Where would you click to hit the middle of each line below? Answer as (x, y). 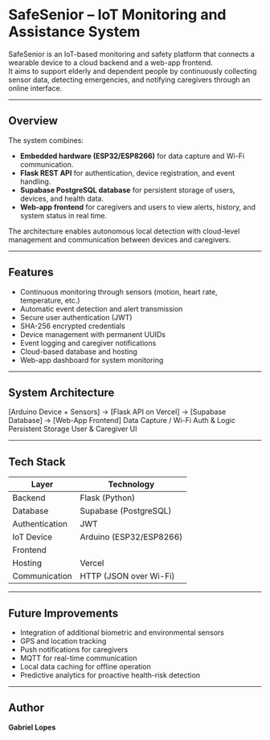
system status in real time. (63, 215)
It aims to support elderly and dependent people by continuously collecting (133, 71)
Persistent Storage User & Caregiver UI (73, 429)
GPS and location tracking (63, 641)
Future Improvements (63, 613)
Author (26, 708)
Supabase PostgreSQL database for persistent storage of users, (127, 189)
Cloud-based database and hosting (79, 352)
